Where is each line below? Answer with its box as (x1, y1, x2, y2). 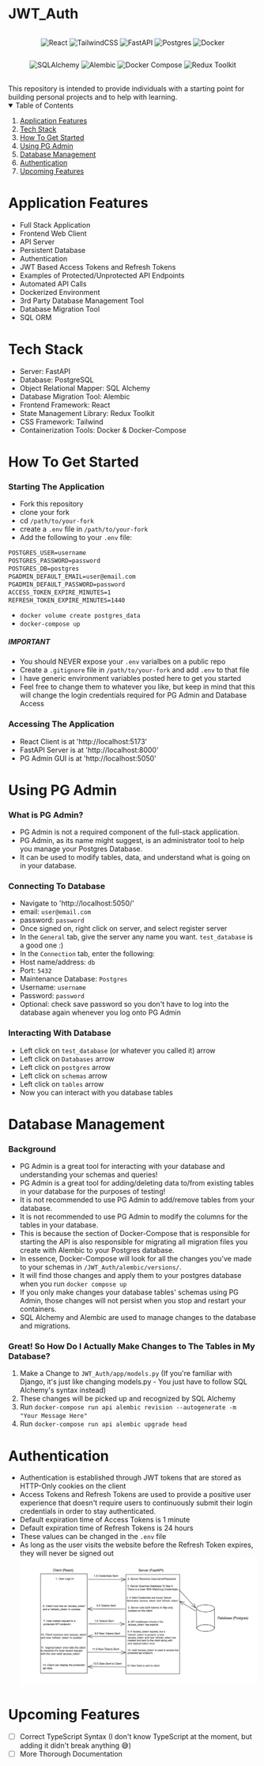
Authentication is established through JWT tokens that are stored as (19, 1473, 242, 1483)
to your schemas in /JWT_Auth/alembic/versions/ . (19, 1262, 182, 1272)
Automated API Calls (19, 278, 87, 289)
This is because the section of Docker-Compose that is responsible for (19, 1229, 251, 1238)
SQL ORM (19, 312, 52, 322)
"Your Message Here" (19, 1412, 88, 1420)
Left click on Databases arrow (19, 1053, 115, 1064)
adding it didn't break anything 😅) (19, 1741, 132, 1750)
